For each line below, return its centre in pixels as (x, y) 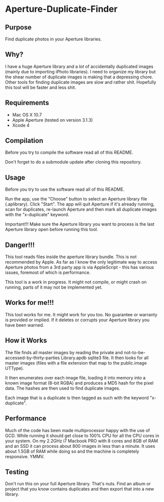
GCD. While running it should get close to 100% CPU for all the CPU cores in (82, 435)
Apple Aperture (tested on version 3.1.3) (53, 120)
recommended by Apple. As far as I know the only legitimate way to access (81, 262)
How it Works (26, 341)
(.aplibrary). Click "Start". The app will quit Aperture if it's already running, (80, 204)
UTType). (15, 368)
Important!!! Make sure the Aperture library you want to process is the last (80, 224)
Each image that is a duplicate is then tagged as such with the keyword (77, 398)
